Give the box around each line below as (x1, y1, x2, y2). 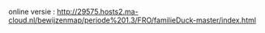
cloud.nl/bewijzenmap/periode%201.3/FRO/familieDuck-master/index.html (8, 15, 257, 25)
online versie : (8, 7, 55, 16)
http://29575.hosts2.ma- (56, 7, 139, 16)
